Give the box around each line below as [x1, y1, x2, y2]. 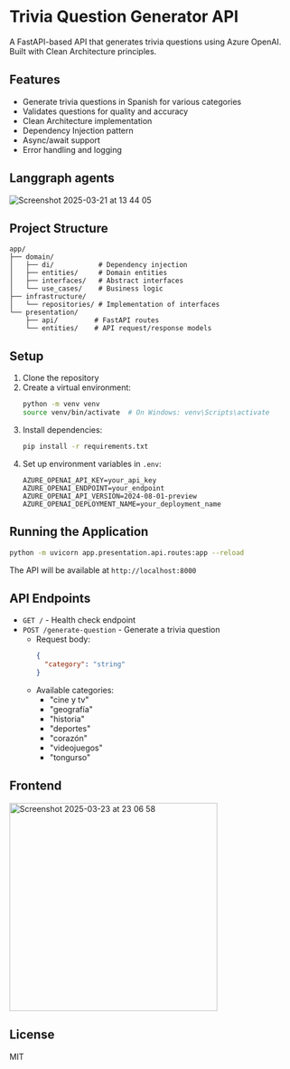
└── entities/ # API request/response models [25, 324, 212, 333]
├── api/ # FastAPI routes [25, 316, 160, 325]
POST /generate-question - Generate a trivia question [22, 625, 220, 635]
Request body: [35, 634, 90, 644]
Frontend [9, 778, 62, 794]
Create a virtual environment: [22, 382, 131, 393]
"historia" [49, 713, 85, 724]
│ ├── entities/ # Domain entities [9, 269, 168, 278]
